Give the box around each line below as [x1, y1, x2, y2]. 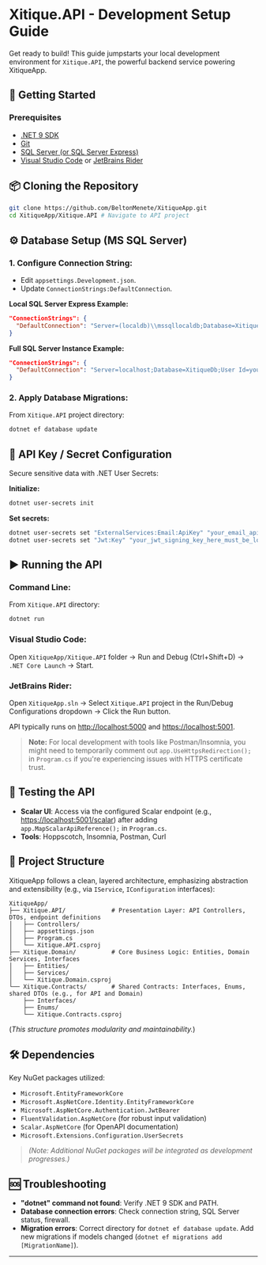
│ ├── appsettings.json [9, 927, 94, 935]
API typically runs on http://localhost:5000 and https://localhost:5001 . [9, 722, 235, 731]
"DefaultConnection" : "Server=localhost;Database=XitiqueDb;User [16, 366, 236, 374]
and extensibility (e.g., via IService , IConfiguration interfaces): [9, 884, 215, 894]
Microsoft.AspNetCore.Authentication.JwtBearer [20, 1107, 180, 1114]
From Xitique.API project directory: [9, 410, 125, 420]
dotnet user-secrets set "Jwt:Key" [9, 536, 126, 544]
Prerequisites [9, 112, 62, 124]
